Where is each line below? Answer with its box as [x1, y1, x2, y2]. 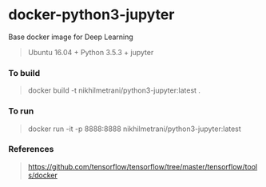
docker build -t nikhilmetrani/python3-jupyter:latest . [27, 86, 201, 95]
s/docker [27, 170, 58, 180]
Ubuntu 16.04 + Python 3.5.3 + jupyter [27, 47, 154, 57]
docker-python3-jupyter [8, 6, 175, 24]
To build [8, 67, 41, 78]
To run [8, 105, 34, 117]
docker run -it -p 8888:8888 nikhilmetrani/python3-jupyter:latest [27, 124, 241, 133]
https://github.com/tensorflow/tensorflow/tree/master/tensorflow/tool [27, 161, 258, 171]
